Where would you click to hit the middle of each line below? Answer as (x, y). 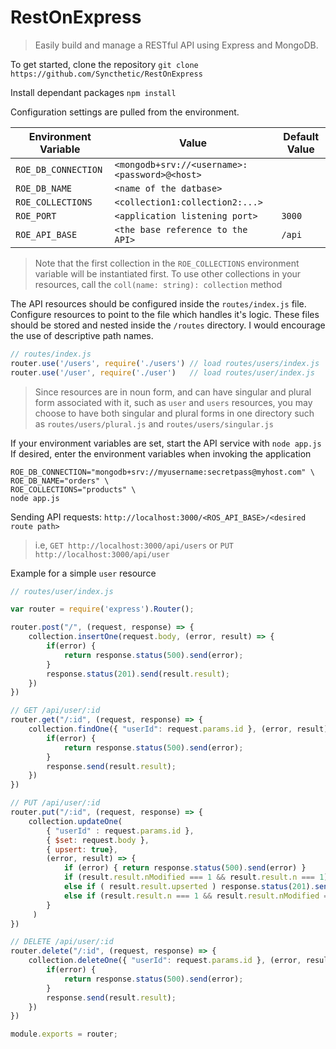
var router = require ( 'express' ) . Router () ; (102, 609)
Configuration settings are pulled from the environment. (125, 112)
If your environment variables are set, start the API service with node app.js (166, 443)
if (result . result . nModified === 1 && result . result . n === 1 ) (196, 877)
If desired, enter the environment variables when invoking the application (161, 453)
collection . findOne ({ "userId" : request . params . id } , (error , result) (178, 729)
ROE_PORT (36, 215)
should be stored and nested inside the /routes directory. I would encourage (168, 325)
